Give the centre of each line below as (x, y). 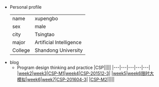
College (21, 50)
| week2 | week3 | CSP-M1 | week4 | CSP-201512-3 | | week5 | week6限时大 (85, 73)
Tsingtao (45, 34)
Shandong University (59, 50)
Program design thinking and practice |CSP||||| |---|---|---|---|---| (83, 67)
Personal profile (26, 7)
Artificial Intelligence (58, 42)
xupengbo (47, 18)
